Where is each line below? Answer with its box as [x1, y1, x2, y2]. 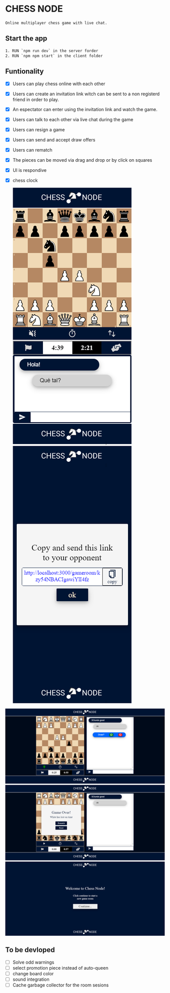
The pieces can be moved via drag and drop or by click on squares [12, 157, 153, 163]
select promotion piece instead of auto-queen [12, 965, 109, 971]
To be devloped [5, 946, 55, 954]
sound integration [12, 976, 50, 982]
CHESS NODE [5, 3, 63, 15]
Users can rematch [12, 146, 53, 153]
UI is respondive [12, 167, 47, 173]
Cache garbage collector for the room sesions [12, 982, 109, 988]
